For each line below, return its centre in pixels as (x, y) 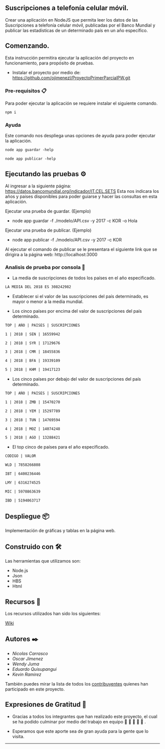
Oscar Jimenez (27, 659)
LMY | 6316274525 (23, 482)
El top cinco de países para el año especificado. (61, 447)
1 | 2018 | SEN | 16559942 (33, 334)
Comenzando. (27, 46)
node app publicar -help (30, 159)
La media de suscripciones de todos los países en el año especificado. (84, 278)
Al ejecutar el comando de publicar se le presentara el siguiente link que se (81, 249)
